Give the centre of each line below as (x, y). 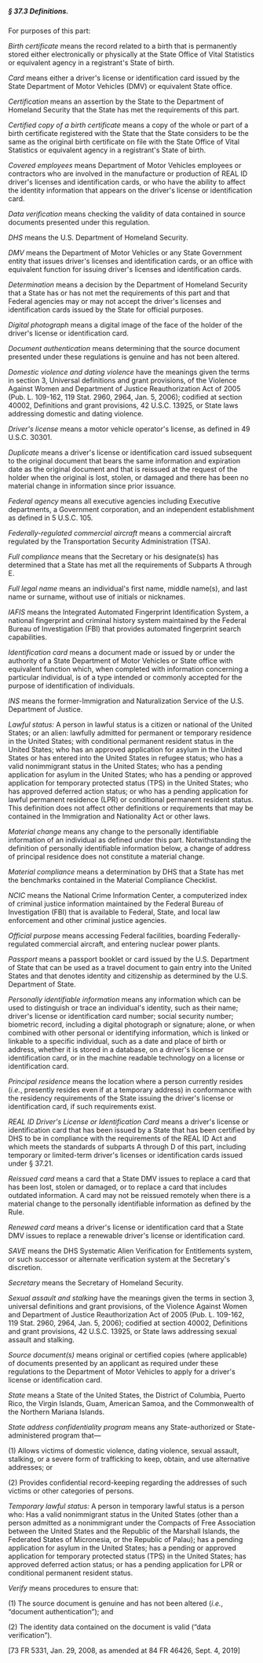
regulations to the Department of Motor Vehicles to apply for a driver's (122, 1372)
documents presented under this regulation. (79, 222)
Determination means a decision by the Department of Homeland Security (128, 284)
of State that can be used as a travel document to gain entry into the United (130, 967)
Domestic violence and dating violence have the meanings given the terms (129, 372)
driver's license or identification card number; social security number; (121, 1016)
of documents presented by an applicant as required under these (113, 1363)
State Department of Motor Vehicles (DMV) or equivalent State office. (121, 86)
